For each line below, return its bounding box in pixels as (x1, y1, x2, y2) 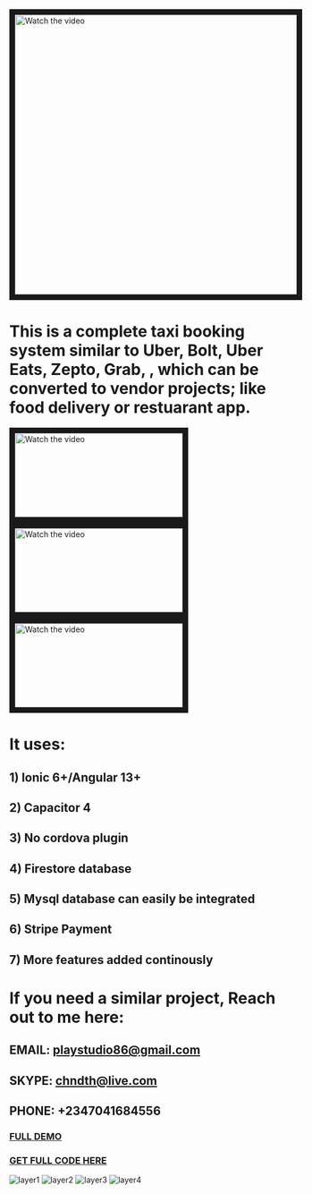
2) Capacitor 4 (9, 800, 91, 815)
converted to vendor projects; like (9, 379, 266, 399)
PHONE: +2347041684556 (9, 1104, 161, 1119)
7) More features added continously (9, 952, 214, 968)
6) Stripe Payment (9, 922, 113, 937)
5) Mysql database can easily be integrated (9, 891, 256, 907)
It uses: (9, 734, 65, 755)
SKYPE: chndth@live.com (9, 1073, 158, 1088)
